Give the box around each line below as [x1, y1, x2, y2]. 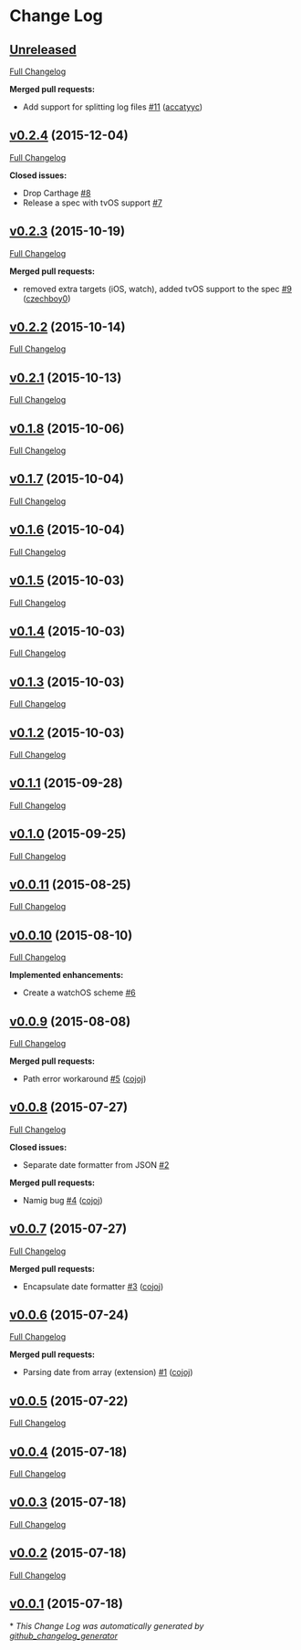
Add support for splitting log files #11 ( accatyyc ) [22, 101, 203, 112]
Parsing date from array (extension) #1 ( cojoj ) [22, 1367, 193, 1378]
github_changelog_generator [9, 1630, 119, 1641]
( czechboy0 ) [22, 293, 71, 304]
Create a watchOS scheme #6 [22, 987, 136, 998]
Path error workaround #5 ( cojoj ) [22, 1074, 147, 1084]
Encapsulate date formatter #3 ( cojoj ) [22, 1280, 164, 1292]
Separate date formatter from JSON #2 [22, 1159, 170, 1170]
